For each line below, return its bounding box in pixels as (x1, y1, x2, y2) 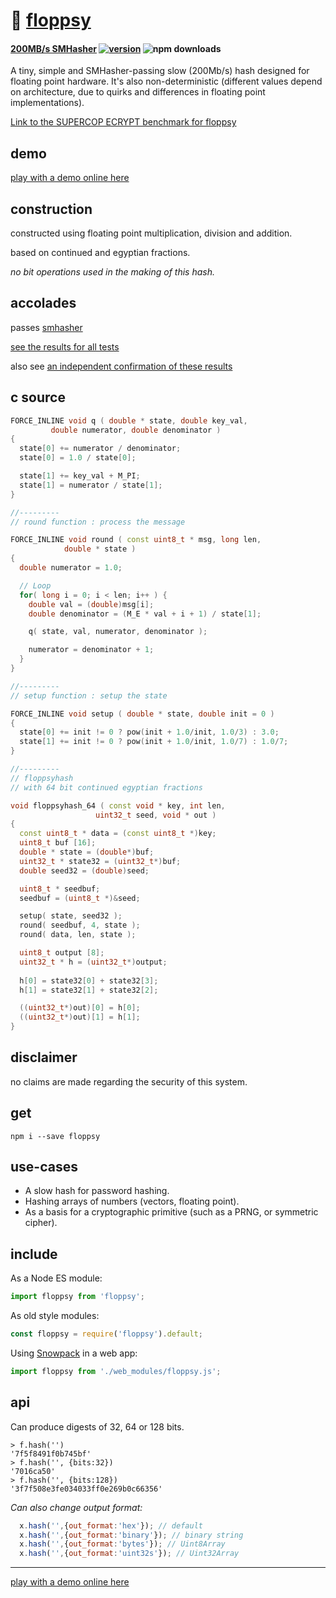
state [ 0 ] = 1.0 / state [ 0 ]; (19, 453, 137, 463)
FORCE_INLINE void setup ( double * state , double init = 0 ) (10, 709, 275, 719)
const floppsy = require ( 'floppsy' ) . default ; (10, 1329, 203, 1339)
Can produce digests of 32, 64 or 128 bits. (10, 1420, 185, 1433)
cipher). (24, 1217, 58, 1229)
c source (10, 389, 66, 406)
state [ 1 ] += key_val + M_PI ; (19, 471, 141, 481)
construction (10, 200, 93, 218)
